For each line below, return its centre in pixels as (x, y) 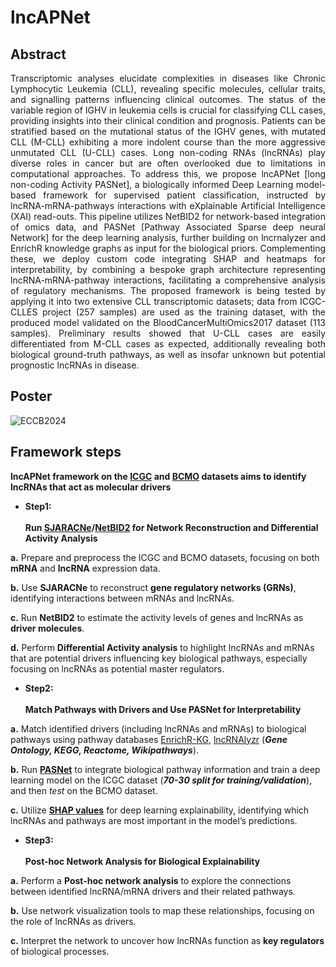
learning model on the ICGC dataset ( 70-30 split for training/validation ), (161, 780)
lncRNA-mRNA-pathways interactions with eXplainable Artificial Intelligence (168, 205)
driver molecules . (47, 628)
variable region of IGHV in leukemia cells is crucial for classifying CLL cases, (168, 110)
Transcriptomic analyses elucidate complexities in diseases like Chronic (168, 78)
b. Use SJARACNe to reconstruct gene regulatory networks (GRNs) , (153, 587)
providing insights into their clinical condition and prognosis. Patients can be (168, 120)
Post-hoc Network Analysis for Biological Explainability (142, 861)
